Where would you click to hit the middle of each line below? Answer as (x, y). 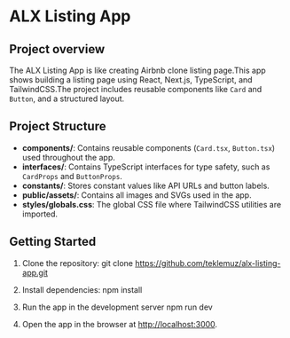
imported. (40, 214)
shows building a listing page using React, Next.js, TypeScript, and (131, 80)
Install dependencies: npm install (82, 289)
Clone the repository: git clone (77, 263)
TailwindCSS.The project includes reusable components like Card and (136, 89)
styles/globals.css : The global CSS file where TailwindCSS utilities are (152, 204)
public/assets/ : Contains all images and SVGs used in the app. (137, 195)
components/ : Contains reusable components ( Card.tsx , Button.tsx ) (149, 147)
